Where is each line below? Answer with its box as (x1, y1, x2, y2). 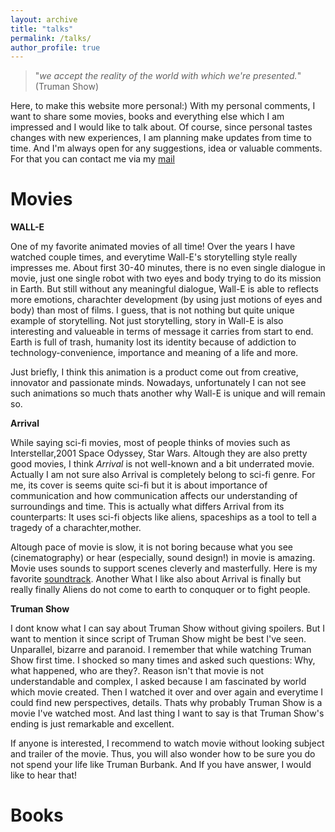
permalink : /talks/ (10, 33, 92, 43)
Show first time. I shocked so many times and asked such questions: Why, (10, 654, 316, 666)
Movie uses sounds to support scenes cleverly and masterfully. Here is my (10, 562, 318, 575)
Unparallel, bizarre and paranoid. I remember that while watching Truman (10, 644, 312, 656)
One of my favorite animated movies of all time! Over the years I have (10, 241, 296, 253)
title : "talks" (10, 24, 74, 34)
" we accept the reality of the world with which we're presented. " (34, 70, 302, 82)
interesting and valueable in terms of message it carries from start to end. (10, 326, 314, 338)
